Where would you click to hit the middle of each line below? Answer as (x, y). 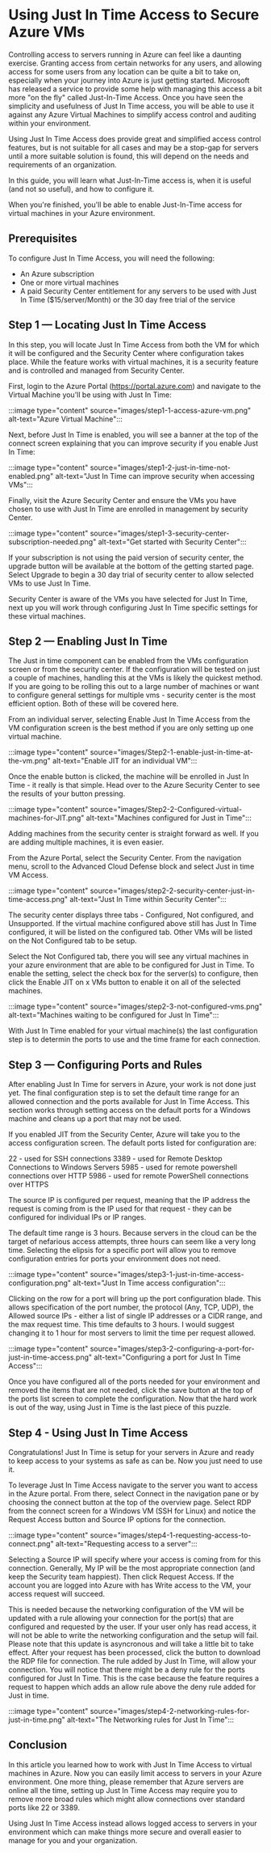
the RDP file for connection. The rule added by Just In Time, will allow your (132, 1661)
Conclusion (38, 1745)
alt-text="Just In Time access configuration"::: (149, 1283)
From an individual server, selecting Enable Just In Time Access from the (129, 719)
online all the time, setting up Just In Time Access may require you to (123, 1790)
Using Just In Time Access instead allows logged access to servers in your (133, 1823)
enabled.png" (31, 476)
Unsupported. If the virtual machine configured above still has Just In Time (132, 924)
